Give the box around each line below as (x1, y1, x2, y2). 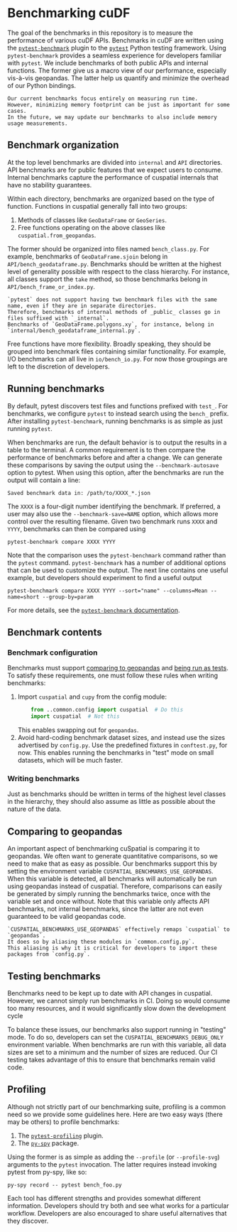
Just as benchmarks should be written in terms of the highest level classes (7, 790, 226, 798)
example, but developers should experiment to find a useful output (7, 573, 202, 582)
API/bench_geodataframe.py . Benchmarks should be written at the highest (7, 259, 222, 268)
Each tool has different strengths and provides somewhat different (7, 1194, 201, 1202)
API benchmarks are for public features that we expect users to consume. (7, 165, 224, 174)
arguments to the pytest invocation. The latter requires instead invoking (7, 1160, 217, 1169)
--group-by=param (42, 593, 94, 601)
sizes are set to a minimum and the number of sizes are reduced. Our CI (7, 1047, 218, 1056)
